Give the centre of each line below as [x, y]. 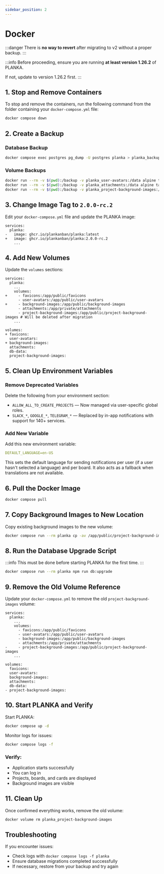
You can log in [27, 772]
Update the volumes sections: [34, 270]
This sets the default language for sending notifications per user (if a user [79, 463]
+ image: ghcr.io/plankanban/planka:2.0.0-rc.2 [57, 238]
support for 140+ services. [39, 421]
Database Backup [26, 148]
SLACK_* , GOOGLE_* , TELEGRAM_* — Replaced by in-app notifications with [83, 415]
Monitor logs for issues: [29, 735]
